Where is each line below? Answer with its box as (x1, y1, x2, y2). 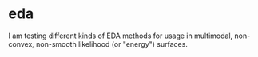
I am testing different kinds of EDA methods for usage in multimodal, (8, 31, 233, 40)
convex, (8, 39, 34, 48)
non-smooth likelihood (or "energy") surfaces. (35, 39, 188, 48)
